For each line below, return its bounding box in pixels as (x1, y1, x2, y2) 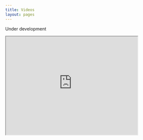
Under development (5, 25, 47, 31)
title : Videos (5, 7, 35, 12)
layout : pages (5, 12, 35, 17)
